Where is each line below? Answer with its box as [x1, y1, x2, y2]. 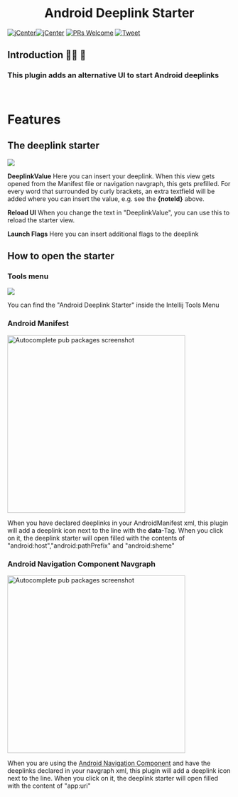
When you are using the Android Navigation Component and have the [7, 759, 211, 767]
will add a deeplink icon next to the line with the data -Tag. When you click [7, 526, 224, 534]
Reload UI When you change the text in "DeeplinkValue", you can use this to [7, 208, 229, 217]
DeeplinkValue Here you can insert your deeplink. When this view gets [7, 172, 215, 180]
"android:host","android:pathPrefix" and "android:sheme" [7, 541, 175, 550]
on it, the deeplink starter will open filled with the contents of [7, 533, 185, 542]
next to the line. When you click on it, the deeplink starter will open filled [7, 774, 219, 782]
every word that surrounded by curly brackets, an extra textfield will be [7, 187, 215, 195]
